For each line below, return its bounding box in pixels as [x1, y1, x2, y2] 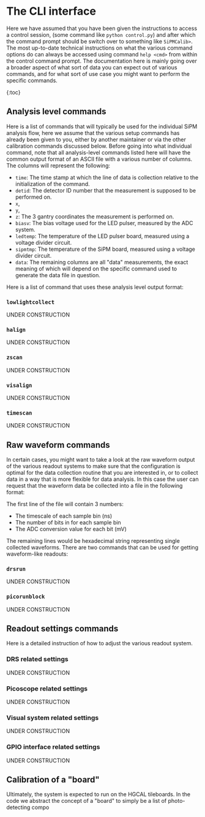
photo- [168, 797, 185, 805]
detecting [6, 804, 31, 811]
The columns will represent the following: [6, 161, 111, 169]
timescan [6, 409, 32, 416]
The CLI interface [6, 4, 97, 18]
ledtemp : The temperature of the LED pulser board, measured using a [15, 232, 190, 240]
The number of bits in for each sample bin [15, 519, 121, 526]
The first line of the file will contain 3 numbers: [6, 501, 124, 508]
